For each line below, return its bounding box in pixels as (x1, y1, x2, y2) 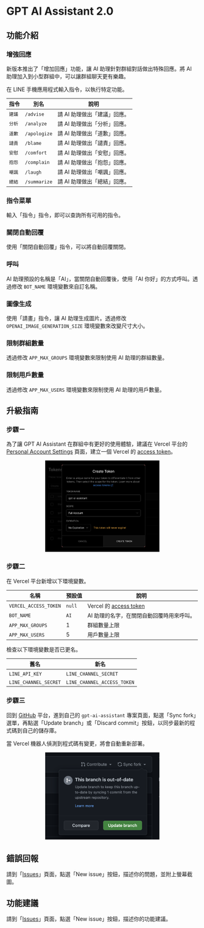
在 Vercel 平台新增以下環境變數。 (6, 577, 90, 584)
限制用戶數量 (6, 371, 44, 380)
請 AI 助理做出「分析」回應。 (57, 120, 130, 127)
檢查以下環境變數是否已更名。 (6, 646, 81, 653)
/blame (25, 140, 41, 146)
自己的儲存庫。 (22, 726, 60, 734)
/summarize (25, 179, 53, 185)
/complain (25, 160, 50, 166)
